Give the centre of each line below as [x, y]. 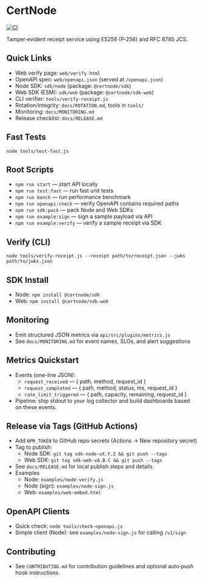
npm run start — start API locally [56, 184]
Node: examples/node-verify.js [64, 480]
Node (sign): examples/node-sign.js [69, 486]
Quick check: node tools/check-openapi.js [69, 526]
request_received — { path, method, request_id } [85, 381]
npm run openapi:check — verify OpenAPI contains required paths [97, 203]
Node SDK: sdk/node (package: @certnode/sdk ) [73, 86]
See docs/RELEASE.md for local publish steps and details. [85, 467]
